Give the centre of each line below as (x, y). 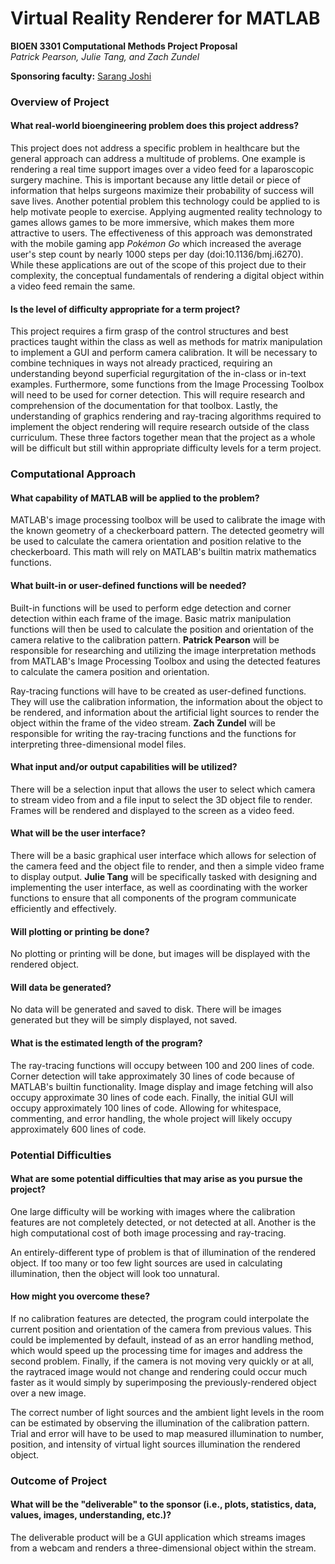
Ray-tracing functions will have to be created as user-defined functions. (158, 691)
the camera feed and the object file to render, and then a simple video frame (167, 866)
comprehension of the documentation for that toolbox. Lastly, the (144, 406)
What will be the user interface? (78, 833)
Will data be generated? (61, 987)
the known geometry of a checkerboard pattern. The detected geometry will (167, 531)
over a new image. (48, 1393)
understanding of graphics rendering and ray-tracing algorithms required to (166, 416)
